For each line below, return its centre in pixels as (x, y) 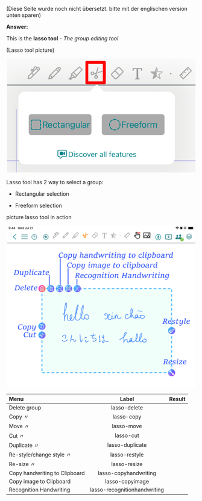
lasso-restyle (127, 455)
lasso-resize (127, 464)
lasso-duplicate (127, 445)
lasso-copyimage (127, 481)
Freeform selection (38, 206)
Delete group (25, 407)
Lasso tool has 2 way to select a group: (55, 182)
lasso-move (127, 426)
